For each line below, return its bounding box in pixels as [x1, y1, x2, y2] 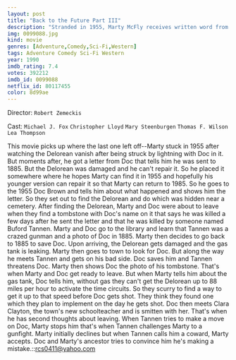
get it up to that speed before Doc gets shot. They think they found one [7, 292, 214, 301]
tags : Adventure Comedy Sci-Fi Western [7, 50, 125, 57]
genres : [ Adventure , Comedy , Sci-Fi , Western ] [7, 43, 137, 50]
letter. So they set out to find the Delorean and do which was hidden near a [7, 195, 225, 203]
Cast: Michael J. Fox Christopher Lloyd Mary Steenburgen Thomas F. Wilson [7, 122, 228, 131]
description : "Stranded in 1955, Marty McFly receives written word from [7, 23, 229, 30]
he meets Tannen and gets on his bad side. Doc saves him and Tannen [7, 255, 213, 263]
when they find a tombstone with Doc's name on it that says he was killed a [7, 210, 226, 218]
